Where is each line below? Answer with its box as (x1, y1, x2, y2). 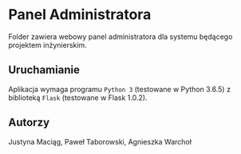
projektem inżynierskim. (8, 40, 88, 49)
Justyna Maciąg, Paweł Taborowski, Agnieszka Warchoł (8, 137, 192, 146)
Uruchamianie (8, 64, 80, 77)
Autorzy (8, 116, 50, 129)
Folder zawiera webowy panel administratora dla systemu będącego (8, 32, 233, 41)
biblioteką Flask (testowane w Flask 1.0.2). (8, 93, 148, 102)
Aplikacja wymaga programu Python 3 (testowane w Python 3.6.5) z (8, 84, 231, 94)
